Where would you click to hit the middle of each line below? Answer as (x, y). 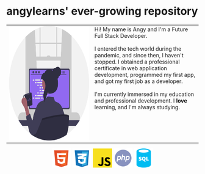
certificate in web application (131, 68)
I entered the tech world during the (138, 49)
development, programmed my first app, (145, 74)
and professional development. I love (141, 100)
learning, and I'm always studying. (137, 107)
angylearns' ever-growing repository (102, 11)
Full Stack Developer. (121, 35)
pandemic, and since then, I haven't (139, 55)
